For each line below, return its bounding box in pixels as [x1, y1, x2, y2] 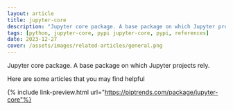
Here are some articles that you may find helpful [7, 75, 145, 83]
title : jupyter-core [7, 17, 67, 24]
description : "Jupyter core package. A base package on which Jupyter [7, 23, 216, 30]
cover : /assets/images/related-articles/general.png [7, 42, 163, 49]
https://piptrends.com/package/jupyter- [104, 88, 218, 96]
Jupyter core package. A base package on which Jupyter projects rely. [7, 62, 210, 69]
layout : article [7, 10, 54, 17]
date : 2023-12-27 [7, 36, 58, 43]
